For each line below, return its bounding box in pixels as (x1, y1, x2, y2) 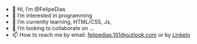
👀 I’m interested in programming (12, 12, 93, 19)
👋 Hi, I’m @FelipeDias (12, 6, 65, 12)
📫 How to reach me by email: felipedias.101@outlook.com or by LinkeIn (12, 32, 191, 38)
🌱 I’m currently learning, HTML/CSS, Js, (12, 18, 112, 25)
